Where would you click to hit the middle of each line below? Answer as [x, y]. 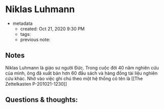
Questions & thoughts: [42, 100]
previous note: [35, 40]
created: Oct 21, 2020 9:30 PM [52, 28]
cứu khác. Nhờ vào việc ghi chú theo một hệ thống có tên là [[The [74, 78]
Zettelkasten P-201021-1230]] [36, 84]
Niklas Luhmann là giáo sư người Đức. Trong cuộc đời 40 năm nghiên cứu [82, 67]
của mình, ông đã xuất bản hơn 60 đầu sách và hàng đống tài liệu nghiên [81, 73]
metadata [23, 23]
